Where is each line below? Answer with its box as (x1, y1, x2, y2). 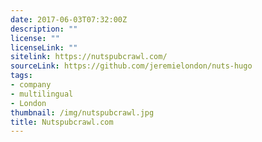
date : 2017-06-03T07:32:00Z (10, 14, 128, 25)
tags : (10, 71, 33, 81)
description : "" (10, 24, 78, 34)
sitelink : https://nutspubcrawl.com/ (10, 52, 168, 62)
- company (10, 80, 52, 90)
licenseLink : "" (10, 42, 78, 53)
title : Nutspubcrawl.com (10, 117, 114, 127)
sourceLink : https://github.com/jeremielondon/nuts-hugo (10, 61, 253, 71)
